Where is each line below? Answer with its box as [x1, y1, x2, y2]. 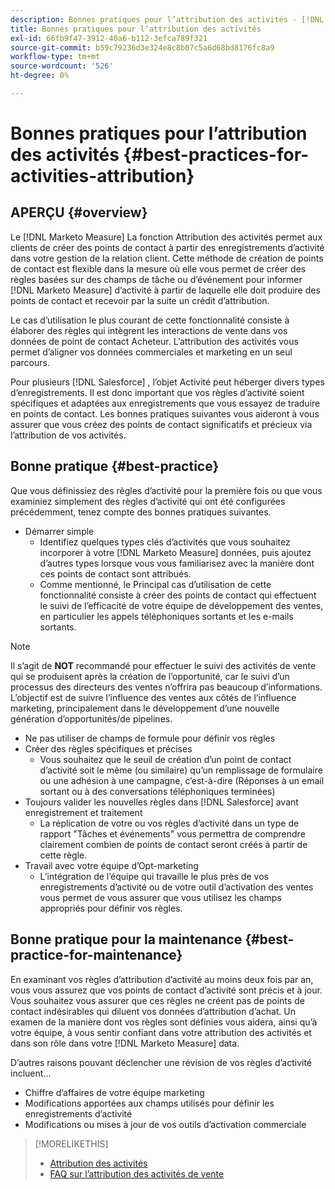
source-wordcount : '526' [10, 61, 114, 71]
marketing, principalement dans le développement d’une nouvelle [10, 702, 280, 714]
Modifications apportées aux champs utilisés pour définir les [24, 1097, 275, 1109]
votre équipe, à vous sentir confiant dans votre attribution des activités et [10, 1026, 312, 1038]
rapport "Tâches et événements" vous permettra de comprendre [39, 827, 306, 840]
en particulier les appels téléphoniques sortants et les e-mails [39, 610, 294, 622]
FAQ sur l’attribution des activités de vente [49, 1167, 225, 1180]
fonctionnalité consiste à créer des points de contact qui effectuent [39, 589, 317, 601]
